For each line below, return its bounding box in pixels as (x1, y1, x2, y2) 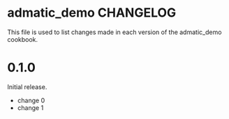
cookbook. (7, 35, 38, 43)
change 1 (17, 103, 44, 112)
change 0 (17, 96, 45, 104)
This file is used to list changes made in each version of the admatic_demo (7, 28, 222, 36)
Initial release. (7, 82, 47, 91)
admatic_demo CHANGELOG (7, 5, 177, 21)
